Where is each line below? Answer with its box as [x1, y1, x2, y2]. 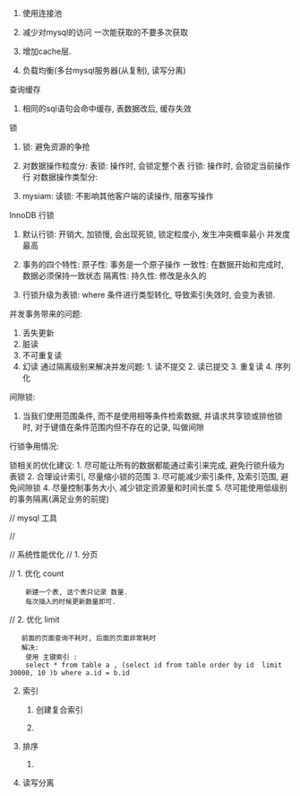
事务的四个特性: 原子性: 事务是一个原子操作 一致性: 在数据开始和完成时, [21, 259, 284, 269]
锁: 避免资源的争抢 [21, 142, 90, 152]
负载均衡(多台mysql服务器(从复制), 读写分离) [21, 66, 186, 75]
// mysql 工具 [9, 512, 58, 523]
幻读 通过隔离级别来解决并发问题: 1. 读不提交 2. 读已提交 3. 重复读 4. [21, 362, 273, 372]
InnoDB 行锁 [9, 210, 55, 220]
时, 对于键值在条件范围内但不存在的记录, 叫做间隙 [21, 422, 204, 433]
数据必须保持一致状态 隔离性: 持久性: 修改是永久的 [21, 270, 207, 281]
